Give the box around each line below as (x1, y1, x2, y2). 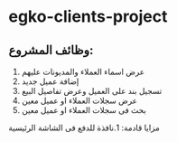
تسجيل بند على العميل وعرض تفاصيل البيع (21, 86, 163, 96)
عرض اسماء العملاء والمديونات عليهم (21, 66, 145, 77)
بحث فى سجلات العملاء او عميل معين (21, 105, 146, 115)
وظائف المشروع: (8, 43, 94, 58)
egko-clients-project (8, 6, 168, 27)
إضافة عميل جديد (21, 76, 79, 87)
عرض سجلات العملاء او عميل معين (21, 95, 137, 106)
